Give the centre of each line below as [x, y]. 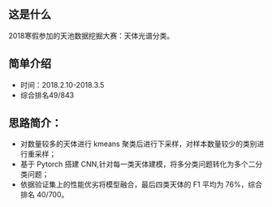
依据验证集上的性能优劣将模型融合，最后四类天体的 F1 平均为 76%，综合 [141, 184]
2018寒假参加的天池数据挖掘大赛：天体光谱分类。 [91, 36]
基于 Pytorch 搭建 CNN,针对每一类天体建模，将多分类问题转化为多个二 [138, 164]
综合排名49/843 [47, 95]
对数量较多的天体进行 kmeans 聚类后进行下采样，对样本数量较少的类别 [138, 144]
